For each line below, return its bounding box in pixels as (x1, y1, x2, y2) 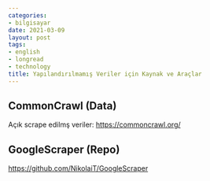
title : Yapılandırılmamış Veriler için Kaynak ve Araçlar (8, 70, 202, 78)
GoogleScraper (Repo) (8, 142, 120, 156)
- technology (8, 63, 51, 71)
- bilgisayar (8, 19, 51, 27)
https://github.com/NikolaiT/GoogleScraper (8, 164, 149, 173)
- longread (8, 56, 44, 64)
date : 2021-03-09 (8, 26, 65, 34)
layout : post (8, 33, 51, 42)
